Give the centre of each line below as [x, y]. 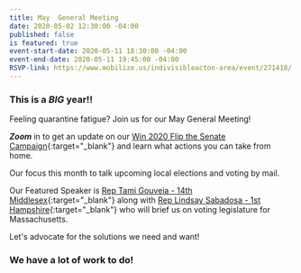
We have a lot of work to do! [72, 260]
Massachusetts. [39, 219]
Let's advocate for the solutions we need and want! [105, 237]
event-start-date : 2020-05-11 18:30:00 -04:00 [98, 51]
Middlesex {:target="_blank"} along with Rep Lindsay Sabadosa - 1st [135, 200]
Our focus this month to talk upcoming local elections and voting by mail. [145, 173]
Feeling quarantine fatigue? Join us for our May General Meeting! [130, 119]
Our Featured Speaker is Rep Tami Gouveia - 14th [101, 191]
